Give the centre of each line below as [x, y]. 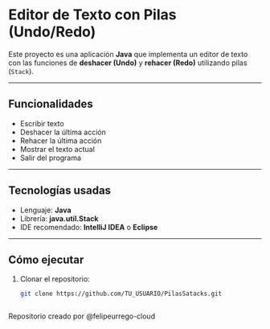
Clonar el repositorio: [55, 279]
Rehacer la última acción [61, 140]
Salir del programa [51, 158]
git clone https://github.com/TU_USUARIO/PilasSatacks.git [121, 294]
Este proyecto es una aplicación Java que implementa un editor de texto [128, 54]
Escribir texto [42, 123]
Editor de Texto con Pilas [92, 15]
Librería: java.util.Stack [59, 218]
